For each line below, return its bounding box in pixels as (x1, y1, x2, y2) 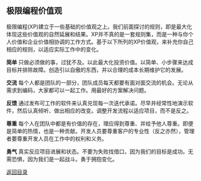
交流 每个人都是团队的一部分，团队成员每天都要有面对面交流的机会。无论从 (6, 79, 194, 86)
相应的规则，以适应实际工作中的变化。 (6, 45, 102, 53)
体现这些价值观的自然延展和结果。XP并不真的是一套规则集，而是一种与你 (6, 30, 189, 38)
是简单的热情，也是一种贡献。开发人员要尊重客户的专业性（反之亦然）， (6, 127, 184, 134)
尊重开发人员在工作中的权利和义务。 (16, 135, 107, 142)
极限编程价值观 (6, 5, 62, 16)
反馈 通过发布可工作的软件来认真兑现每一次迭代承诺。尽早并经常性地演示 (6, 99, 188, 107)
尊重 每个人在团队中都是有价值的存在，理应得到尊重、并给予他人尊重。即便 (6, 120, 194, 127)
